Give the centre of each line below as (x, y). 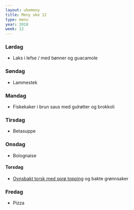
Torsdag (15, 167)
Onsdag (15, 145)
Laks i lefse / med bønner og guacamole (55, 58)
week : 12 (15, 29)
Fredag (14, 192)
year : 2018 (17, 24)
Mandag (16, 96)
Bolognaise (25, 155)
